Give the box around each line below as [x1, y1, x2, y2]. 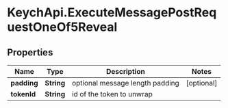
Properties [7, 46, 53, 58]
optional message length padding [71, 79, 179, 87]
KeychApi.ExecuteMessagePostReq [7, 5, 217, 21]
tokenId [10, 90, 36, 98]
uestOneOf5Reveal [7, 19, 118, 35]
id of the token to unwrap [71, 90, 153, 98]
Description [105, 67, 145, 76]
